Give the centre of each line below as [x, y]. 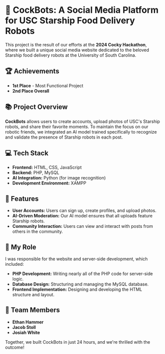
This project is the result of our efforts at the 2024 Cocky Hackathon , [76, 44]
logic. [18, 279]
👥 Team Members [33, 310]
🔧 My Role [21, 247]
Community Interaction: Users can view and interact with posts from [82, 226]
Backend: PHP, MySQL [36, 173]
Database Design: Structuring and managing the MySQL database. [80, 284]
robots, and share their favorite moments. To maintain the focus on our [77, 126]
